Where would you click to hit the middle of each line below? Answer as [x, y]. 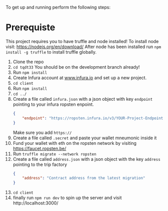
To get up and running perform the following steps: [58, 7]
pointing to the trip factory [40, 164]
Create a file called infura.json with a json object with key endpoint [83, 99]
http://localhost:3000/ [35, 203]
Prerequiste [30, 28]
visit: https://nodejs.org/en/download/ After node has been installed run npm [83, 47]
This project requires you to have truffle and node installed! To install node [82, 41]
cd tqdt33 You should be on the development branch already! [76, 67]
